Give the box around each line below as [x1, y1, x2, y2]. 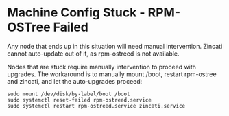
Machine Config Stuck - [7, 5, 145, 21]
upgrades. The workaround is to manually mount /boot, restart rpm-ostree [7, 70, 217, 78]
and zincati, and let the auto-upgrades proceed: [7, 77, 143, 85]
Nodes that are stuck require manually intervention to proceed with [7, 62, 197, 71]
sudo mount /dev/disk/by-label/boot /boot [7, 91, 130, 97]
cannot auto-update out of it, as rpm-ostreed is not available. [7, 49, 180, 58]
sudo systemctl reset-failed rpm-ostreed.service [7, 96, 152, 104]
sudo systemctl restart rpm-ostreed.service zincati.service [7, 102, 186, 109]
